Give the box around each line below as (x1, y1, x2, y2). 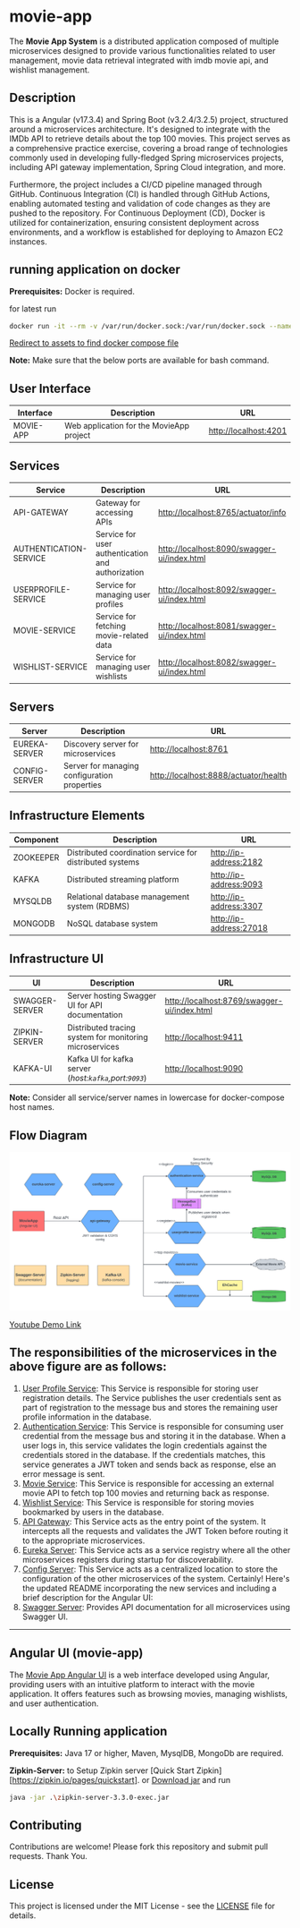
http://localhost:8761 (150, 743, 229, 754)
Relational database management (66, 891, 190, 901)
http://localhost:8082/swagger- (157, 656, 277, 668)
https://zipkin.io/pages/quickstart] (12, 1774, 138, 1785)
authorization (95, 567, 145, 578)
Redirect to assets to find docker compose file (9, 337, 179, 348)
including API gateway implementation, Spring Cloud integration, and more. (9, 161, 286, 172)
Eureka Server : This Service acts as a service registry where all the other (21, 1544, 291, 1555)
